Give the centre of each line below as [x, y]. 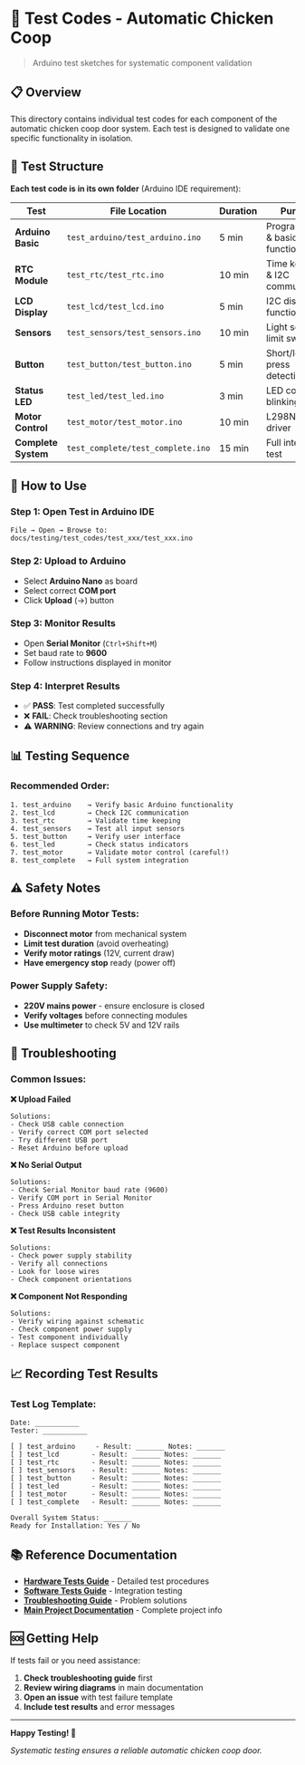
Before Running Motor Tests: [75, 914]
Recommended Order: [60, 786]
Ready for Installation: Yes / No [76, 1526]
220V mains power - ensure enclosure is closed [114, 1006]
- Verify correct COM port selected [79, 1132]
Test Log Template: [53, 1403]
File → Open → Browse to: [59, 530]
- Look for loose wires [55, 1271]
